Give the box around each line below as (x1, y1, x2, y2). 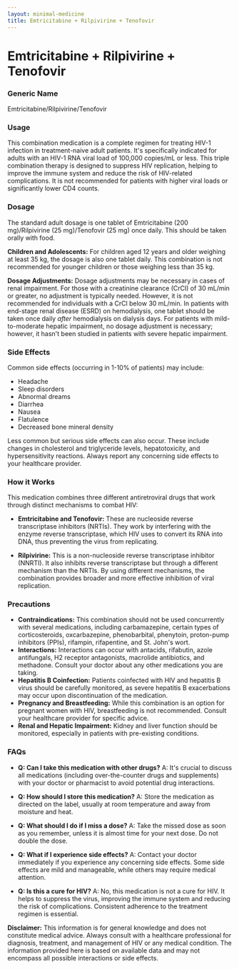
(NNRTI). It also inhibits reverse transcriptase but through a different (17, 559, 218, 567)
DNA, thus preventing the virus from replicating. (17, 537, 159, 546)
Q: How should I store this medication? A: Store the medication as (17, 792, 215, 801)
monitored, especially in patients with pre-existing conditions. (17, 729, 199, 738)
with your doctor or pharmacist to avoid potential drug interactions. (17, 778, 215, 787)
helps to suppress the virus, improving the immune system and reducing (17, 894, 230, 903)
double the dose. (17, 836, 68, 845)
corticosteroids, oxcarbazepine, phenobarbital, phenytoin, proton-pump (17, 631, 230, 639)
